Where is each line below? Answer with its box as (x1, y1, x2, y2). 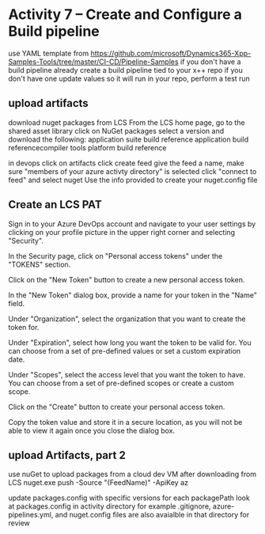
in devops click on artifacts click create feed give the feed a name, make (8, 158, 244, 168)
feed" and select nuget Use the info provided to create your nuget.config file (8, 175, 258, 184)
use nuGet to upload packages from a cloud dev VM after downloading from (8, 469, 257, 479)
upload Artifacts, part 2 (8, 449, 127, 462)
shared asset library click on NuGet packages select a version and (8, 126, 225, 135)
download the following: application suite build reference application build (8, 134, 249, 144)
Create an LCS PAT (8, 198, 102, 211)
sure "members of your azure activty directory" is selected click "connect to (8, 166, 257, 176)
